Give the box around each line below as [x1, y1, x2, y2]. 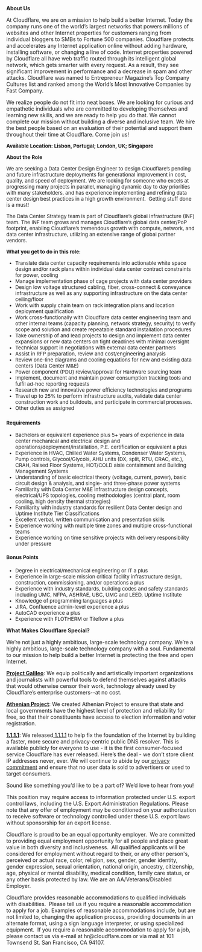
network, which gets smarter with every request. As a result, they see [6, 62, 179, 68]
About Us [6, 5, 31, 11]
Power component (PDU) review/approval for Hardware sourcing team [14, 369, 182, 375]
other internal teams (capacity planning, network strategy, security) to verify [14, 320, 196, 327]
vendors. [6, 237, 27, 244]
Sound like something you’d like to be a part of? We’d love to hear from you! [6, 782, 194, 789]
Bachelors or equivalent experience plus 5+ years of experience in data [14, 432, 185, 439]
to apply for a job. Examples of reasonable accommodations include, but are [6, 907, 196, 914]
